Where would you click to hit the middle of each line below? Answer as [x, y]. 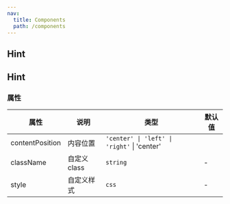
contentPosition [36, 143]
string [116, 163]
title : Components [40, 20]
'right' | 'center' [133, 146]
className [28, 163]
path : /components [40, 26]
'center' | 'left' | [139, 139]
